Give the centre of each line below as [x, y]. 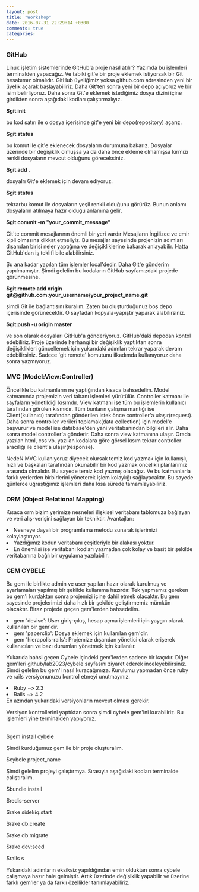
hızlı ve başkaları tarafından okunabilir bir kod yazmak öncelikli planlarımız [97, 464]
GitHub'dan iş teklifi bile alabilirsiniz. [50, 253]
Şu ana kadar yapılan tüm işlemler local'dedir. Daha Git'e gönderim [88, 264]
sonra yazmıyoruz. [29, 361]
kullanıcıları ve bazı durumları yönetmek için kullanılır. [71, 646]
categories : [21, 34]
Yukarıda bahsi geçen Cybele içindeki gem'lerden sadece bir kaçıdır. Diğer [97, 658]
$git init [16, 111]
